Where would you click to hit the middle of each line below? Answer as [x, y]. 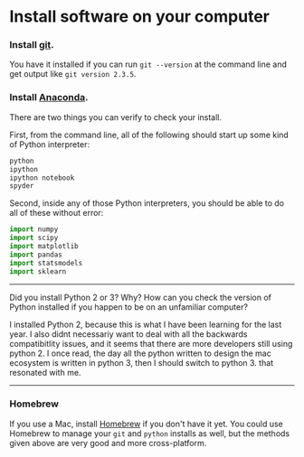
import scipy [34, 238]
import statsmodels [46, 263]
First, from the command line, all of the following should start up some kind [149, 135]
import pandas [36, 255]
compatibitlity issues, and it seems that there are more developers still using [151, 343]
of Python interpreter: [50, 144]
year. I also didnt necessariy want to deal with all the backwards [128, 334]
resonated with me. [45, 372]
